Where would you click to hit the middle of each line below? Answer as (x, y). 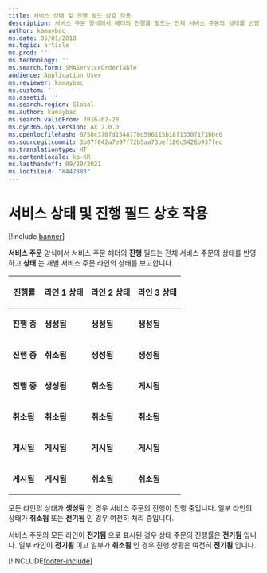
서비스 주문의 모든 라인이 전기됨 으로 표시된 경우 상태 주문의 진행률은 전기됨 (125, 535)
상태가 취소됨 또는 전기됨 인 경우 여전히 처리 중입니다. (91, 518)
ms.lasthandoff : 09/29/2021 (55, 165)
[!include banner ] (37, 236)
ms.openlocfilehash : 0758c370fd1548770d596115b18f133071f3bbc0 (116, 134)
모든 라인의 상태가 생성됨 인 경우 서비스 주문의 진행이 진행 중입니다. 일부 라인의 (130, 507)
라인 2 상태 (111, 292)
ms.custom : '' (32, 90)
